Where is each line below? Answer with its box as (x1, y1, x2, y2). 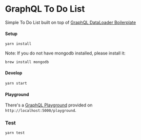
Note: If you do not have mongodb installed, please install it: (5, 50, 126, 56)
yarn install (5, 41, 32, 47)
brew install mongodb (5, 60, 49, 65)
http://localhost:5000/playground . (5, 107, 77, 113)
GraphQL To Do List (5, 3, 85, 15)
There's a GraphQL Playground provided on (5, 102, 93, 108)
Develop (5, 70, 22, 76)
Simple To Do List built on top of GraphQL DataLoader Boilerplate (5, 19, 136, 25)
